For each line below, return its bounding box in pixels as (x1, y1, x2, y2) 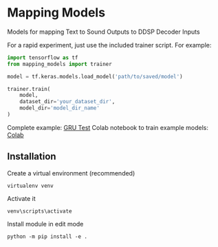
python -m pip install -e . (7, 233, 88, 240)
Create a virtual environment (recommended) (7, 169, 135, 177)
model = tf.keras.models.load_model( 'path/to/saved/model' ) (7, 73, 184, 80)
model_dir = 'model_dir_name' (19, 105, 100, 111)
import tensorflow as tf (7, 54, 78, 61)
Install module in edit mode (7, 219, 84, 228)
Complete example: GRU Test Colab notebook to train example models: (7, 123, 208, 131)
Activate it (7, 194, 36, 202)
